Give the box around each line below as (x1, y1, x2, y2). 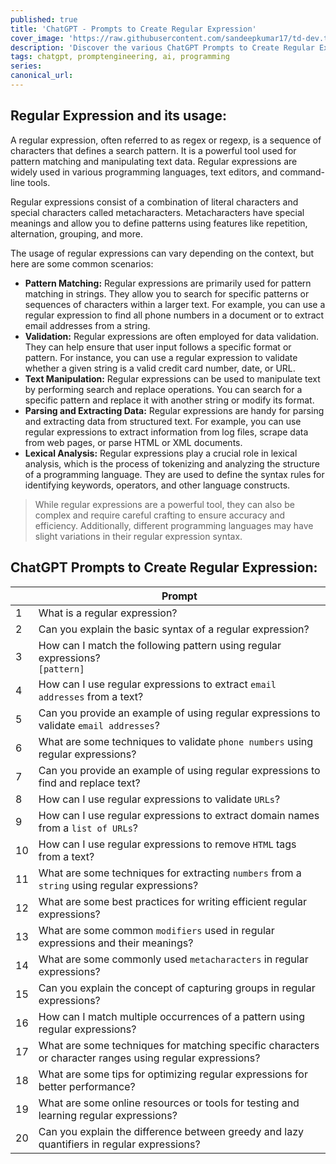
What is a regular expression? (38, 606, 178, 620)
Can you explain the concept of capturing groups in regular (38, 981, 316, 995)
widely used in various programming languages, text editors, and (10, 166, 278, 178)
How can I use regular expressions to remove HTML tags (38, 837, 297, 851)
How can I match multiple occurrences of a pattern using (38, 1009, 306, 1023)
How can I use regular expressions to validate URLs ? (38, 792, 281, 806)
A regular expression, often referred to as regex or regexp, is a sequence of (10, 134, 322, 146)
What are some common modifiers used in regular (38, 923, 275, 937)
